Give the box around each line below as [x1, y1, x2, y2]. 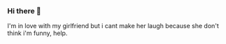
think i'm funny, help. [7, 29, 68, 37]
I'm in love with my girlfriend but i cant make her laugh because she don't [7, 22, 219, 30]
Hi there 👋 [7, 6, 42, 16]
